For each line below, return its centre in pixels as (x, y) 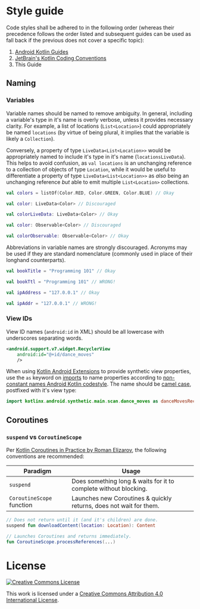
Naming (21, 83)
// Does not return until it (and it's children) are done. (82, 520)
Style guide (35, 11)
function (21, 505)
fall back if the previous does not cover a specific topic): (75, 40)
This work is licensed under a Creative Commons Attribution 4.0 (85, 594)
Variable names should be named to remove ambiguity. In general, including (99, 113)
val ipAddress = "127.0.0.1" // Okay (53, 293)
